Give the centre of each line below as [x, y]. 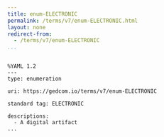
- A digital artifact [46, 123]
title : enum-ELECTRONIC [43, 14]
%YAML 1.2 [22, 66]
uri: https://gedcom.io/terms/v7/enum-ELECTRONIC [82, 91]
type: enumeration [34, 79]
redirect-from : [30, 34]
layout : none [27, 27]
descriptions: [28, 116]
